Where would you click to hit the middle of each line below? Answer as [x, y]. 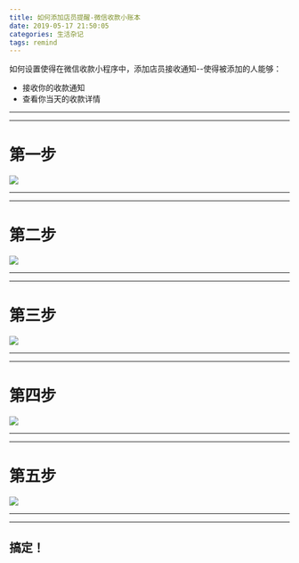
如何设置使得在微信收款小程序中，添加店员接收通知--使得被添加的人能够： [145, 69]
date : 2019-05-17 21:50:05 [59, 26]
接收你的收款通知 [53, 88]
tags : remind [33, 42]
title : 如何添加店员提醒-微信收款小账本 [75, 17]
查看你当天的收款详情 [61, 99]
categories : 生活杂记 [47, 34]
